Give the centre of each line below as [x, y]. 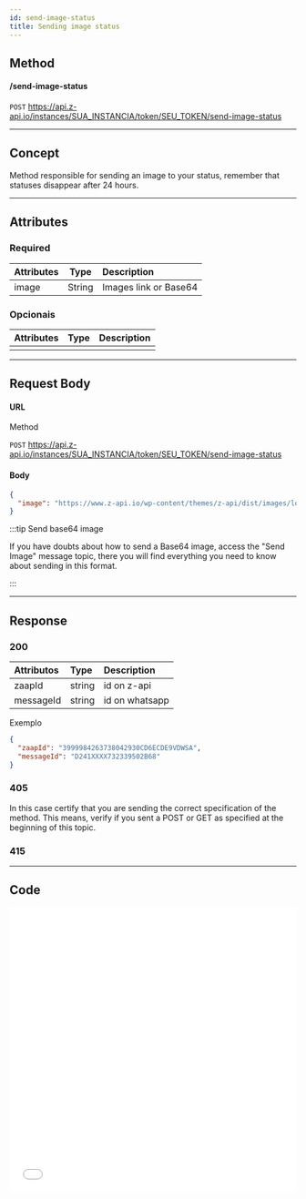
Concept [35, 153]
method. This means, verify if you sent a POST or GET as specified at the [147, 818]
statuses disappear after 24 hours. [74, 185]
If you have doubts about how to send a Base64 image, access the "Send [147, 546]
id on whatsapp [137, 700]
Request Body [50, 384]
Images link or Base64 [150, 287]
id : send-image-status [52, 18]
